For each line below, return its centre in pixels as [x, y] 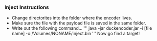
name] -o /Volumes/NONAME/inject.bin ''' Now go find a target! [76, 34]
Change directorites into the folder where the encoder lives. [72, 18]
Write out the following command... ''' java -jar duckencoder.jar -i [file [82, 28]
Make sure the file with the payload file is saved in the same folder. [79, 23]
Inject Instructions [27, 7]
